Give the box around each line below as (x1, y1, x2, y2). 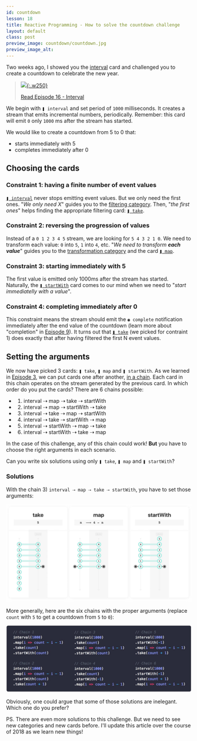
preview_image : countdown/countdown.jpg (6, 41, 107, 46)
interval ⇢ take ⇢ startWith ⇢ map (23, 416, 106, 423)
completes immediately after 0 (14, 146, 89, 153)
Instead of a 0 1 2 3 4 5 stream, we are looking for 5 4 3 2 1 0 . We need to (6, 235, 191, 242)
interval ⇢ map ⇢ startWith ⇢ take (23, 403, 106, 411)
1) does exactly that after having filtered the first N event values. (6, 335, 162, 342)
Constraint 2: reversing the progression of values (6, 221, 150, 229)
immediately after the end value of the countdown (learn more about (6, 322, 172, 329)
